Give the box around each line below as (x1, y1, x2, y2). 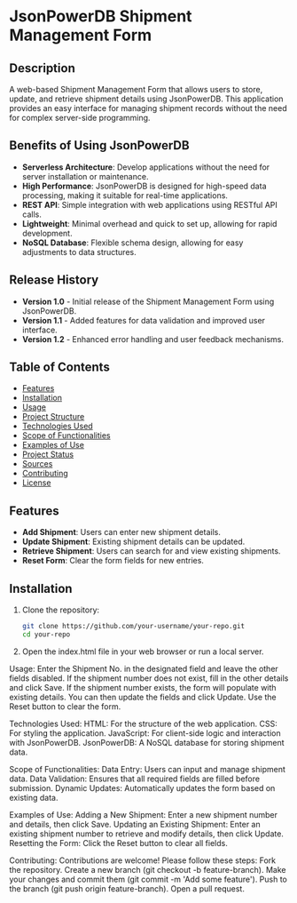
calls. (21, 209, 42, 220)
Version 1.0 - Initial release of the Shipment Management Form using (21, 296, 275, 307)
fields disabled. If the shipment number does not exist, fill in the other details (9, 673, 289, 683)
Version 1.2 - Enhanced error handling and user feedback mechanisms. (21, 333, 284, 344)
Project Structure (21, 412, 85, 422)
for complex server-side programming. (9, 113, 151, 123)
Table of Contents (9, 360, 111, 375)
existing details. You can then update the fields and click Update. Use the (9, 691, 277, 702)
